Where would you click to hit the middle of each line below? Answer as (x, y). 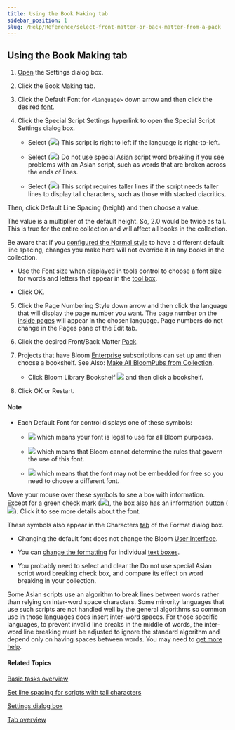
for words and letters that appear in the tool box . (87, 278)
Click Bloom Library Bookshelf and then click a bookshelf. (115, 378)
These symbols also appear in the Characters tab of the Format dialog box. (115, 525)
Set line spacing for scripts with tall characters (74, 692)
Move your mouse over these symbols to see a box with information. (106, 495)
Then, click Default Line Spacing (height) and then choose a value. (103, 207)
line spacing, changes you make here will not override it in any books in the (116, 250)
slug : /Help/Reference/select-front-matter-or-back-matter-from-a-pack (114, 27)
